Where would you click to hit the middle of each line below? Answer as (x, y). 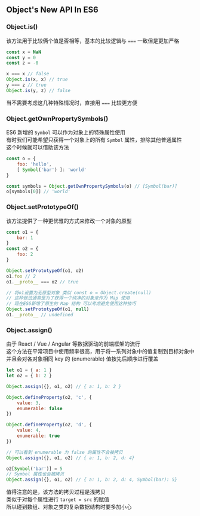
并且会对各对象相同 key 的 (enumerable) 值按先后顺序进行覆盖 (82, 359)
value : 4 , (29, 430)
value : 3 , (29, 403)
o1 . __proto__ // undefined (40, 315)
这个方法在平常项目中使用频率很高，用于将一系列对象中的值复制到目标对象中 (100, 352)
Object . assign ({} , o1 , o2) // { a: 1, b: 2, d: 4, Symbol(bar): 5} (92, 480)
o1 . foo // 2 (21, 276)
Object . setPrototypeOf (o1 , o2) (45, 271)
